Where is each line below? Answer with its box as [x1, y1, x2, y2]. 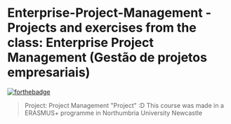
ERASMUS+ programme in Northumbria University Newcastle [24, 109, 202, 117]
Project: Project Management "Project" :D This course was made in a [24, 101, 225, 109]
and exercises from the [59, 20, 197, 36]
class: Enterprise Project [7, 35, 154, 50]
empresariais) [7, 64, 91, 81]
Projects [7, 20, 58, 36]
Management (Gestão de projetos [7, 50, 207, 66]
